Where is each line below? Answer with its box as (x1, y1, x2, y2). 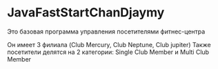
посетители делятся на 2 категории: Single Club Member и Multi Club (7, 48, 209, 56)
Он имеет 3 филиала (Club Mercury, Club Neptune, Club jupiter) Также (7, 40, 212, 49)
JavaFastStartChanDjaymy (7, 5, 165, 20)
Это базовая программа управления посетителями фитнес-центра (7, 27, 206, 36)
